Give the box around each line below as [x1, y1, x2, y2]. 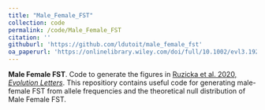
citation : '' [8, 33, 51, 42]
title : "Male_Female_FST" [8, 11, 93, 20]
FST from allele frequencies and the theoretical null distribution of [32, 86, 246, 95]
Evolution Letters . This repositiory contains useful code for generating [8, 78, 236, 87]
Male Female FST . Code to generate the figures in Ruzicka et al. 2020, [8, 70, 237, 79]
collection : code [8, 19, 65, 27]
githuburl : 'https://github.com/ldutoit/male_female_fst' [8, 41, 203, 49]
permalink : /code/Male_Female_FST [8, 26, 122, 34]
